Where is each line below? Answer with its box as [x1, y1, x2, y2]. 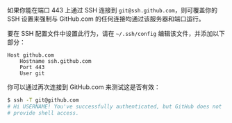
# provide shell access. [7, 109, 79, 116]
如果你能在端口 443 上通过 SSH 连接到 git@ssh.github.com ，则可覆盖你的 [7, 6, 217, 14]
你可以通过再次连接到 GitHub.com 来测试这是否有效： [7, 83, 161, 91]
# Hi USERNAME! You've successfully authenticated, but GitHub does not [7, 103, 222, 110]
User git [19, 70, 45, 77]
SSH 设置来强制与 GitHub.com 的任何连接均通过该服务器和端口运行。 [7, 15, 205, 23]
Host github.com [7, 52, 54, 59]
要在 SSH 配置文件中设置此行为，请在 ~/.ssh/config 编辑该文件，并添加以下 [7, 30, 226, 37]
